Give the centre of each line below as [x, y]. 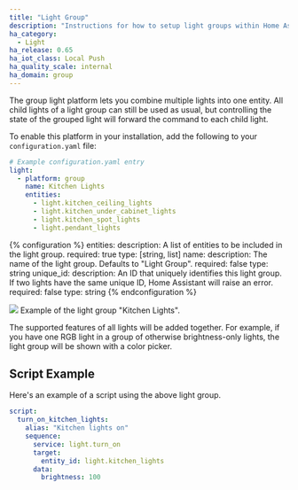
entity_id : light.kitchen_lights [103, 461]
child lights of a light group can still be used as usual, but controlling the [141, 109]
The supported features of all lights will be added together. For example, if [145, 327]
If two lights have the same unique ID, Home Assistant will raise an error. [141, 282]
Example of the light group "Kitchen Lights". [100, 310]
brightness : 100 [71, 478]
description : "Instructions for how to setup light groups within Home [144, 26]
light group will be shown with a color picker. [91, 346]
